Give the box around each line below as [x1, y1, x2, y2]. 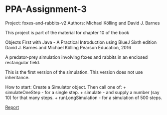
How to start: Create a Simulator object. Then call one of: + [5, 84, 126, 90]
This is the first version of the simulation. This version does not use [5, 69, 143, 75]
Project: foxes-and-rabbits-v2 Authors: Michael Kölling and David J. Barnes [5, 20, 160, 26]
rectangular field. [5, 59, 41, 65]
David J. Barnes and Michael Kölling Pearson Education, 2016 [5, 44, 131, 50]
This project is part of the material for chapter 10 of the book [5, 29, 130, 35]
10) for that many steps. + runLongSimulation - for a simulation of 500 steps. [5, 95, 163, 101]
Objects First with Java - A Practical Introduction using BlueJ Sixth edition [5, 39, 157, 45]
